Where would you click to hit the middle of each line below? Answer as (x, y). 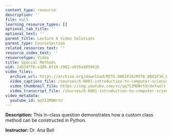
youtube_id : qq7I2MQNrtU (36, 100)
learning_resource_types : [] (36, 24)
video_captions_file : (33, 81)
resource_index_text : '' (32, 53)
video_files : (19, 72)
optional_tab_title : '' (31, 29)
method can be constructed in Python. (46, 120)
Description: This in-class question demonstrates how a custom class (79, 115)
